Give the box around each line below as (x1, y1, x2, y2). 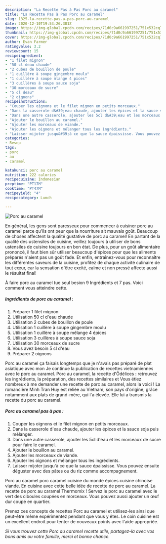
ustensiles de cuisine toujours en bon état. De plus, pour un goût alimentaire (5, 244, 161, 250)
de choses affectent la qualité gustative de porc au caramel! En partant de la (5, 233, 161, 239)
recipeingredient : (5, 53, 43, 58)
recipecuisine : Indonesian (5, 177, 61, 182)
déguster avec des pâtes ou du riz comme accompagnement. (12, 468, 138, 474)
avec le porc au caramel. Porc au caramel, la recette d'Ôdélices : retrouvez (5, 371, 157, 377)
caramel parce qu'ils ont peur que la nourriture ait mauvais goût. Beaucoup (5, 228, 158, 234)
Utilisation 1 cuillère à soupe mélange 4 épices (12, 330, 107, 335)
